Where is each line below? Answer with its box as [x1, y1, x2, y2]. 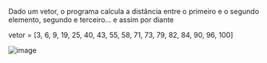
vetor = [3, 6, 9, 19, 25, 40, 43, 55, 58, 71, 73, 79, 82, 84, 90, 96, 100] [8, 31, 233, 39]
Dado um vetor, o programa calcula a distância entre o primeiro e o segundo [8, 7, 260, 16]
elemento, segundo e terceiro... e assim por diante [8, 15, 174, 24]
